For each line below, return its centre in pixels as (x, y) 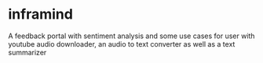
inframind (40, 14)
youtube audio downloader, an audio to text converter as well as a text (122, 44)
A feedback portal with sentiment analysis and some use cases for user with (131, 36)
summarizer (27, 52)
